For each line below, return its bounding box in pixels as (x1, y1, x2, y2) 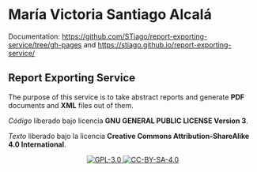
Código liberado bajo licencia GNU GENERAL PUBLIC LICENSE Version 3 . (8, 116, 249, 125)
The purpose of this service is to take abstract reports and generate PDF (8, 92, 245, 102)
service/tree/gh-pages (8, 39, 82, 49)
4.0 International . (8, 140, 66, 149)
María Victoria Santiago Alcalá (8, 6, 212, 24)
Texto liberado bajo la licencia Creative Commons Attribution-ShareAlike (8, 131, 250, 140)
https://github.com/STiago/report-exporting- (62, 32, 208, 41)
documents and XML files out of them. (8, 100, 134, 110)
